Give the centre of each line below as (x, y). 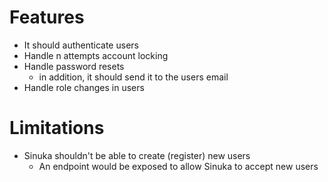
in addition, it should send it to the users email (133, 77)
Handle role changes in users (84, 87)
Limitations (57, 128)
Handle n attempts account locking (96, 55)
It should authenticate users (81, 45)
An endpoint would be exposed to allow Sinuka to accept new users (178, 166)
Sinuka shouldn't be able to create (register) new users (137, 155)
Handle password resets (74, 66)
